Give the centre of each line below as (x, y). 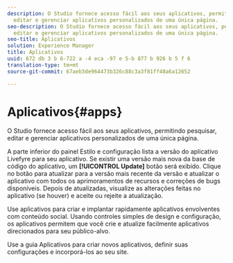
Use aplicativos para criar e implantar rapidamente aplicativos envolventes (114, 209)
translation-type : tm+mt (43, 65)
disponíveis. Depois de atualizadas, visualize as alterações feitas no (104, 188)
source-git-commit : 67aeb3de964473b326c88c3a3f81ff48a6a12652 (99, 71)
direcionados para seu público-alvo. (59, 231)
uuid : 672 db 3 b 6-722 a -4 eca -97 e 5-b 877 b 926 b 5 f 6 (99, 59)
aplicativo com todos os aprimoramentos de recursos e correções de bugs (114, 181)
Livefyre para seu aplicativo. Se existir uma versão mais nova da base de (111, 159)
